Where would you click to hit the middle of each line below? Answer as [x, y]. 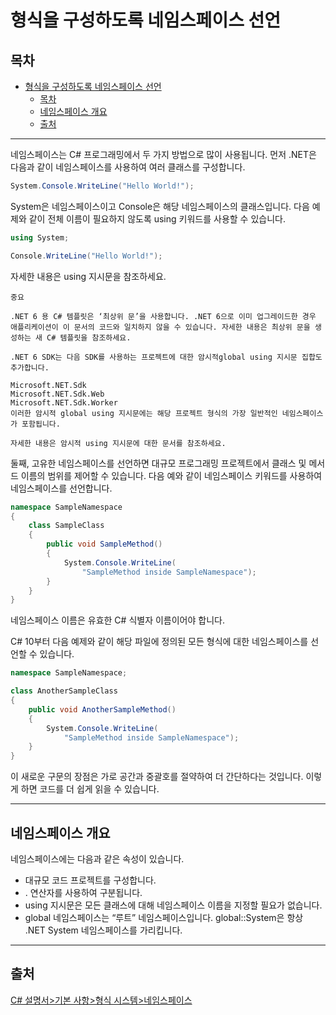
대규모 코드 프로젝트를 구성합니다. [90, 880]
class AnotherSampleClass [64, 691]
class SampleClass [66, 526]
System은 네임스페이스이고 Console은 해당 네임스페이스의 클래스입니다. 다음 [160, 206]
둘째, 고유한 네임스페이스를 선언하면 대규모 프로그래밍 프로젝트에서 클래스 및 [158, 463]
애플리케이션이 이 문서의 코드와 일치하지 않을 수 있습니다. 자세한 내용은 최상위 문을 [160, 327]
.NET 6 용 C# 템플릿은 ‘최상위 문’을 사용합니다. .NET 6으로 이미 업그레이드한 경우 [163, 316]
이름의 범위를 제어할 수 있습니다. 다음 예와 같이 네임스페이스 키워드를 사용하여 [171, 475]
